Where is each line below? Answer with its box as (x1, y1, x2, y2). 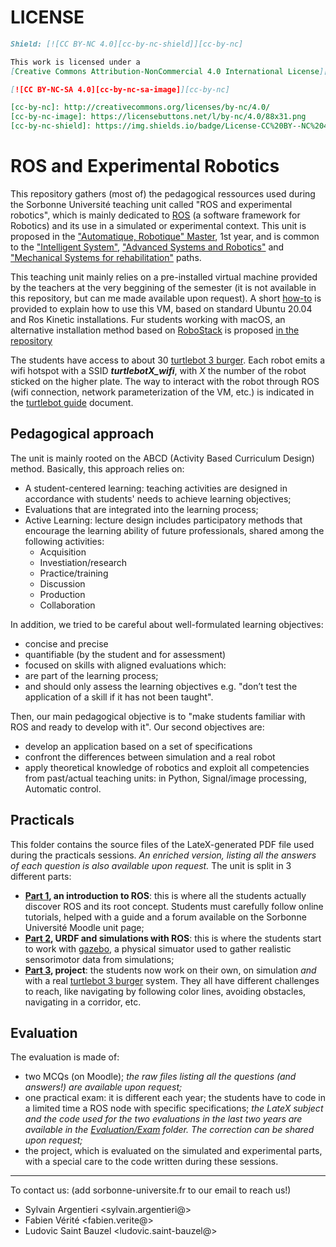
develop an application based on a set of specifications (24, 740, 253, 752)
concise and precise (24, 637, 109, 650)
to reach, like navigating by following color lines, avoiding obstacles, (24, 985, 307, 997)
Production (39, 588, 86, 600)
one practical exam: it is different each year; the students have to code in (24, 1092, 326, 1104)
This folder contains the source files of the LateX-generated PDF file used (10, 838, 315, 850)
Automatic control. (24, 782, 102, 795)
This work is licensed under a (10, 57, 141, 67)
